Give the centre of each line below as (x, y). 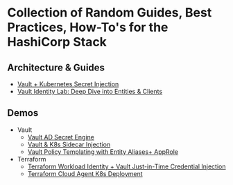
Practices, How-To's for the (88, 27)
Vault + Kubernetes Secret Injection (68, 84)
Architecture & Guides (56, 67)
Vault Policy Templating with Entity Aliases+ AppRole (103, 152)
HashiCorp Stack (57, 42)
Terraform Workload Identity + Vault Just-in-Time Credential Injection (127, 166)
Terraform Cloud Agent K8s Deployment (85, 173)
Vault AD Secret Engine (61, 137)
